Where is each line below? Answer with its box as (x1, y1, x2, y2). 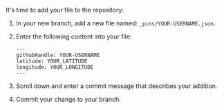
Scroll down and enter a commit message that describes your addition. (15, 82, 218, 90)
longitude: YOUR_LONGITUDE (15, 64, 94, 71)
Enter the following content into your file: (15, 32, 132, 41)
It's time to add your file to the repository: (6, 6, 124, 14)
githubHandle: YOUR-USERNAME (15, 52, 100, 58)
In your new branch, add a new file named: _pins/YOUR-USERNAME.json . (15, 19, 216, 27)
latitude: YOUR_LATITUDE (15, 58, 88, 65)
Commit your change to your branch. (15, 96, 121, 103)
